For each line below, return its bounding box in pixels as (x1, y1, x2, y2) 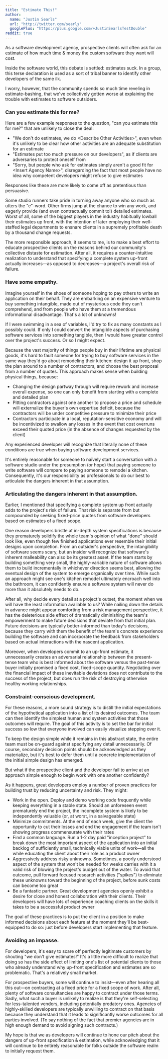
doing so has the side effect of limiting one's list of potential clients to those (5, 959, 161, 965)
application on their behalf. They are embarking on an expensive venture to (5, 295, 160, 301)
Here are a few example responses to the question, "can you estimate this (5, 120, 158, 126)
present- (134, 654, 153, 660)
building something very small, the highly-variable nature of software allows (5, 559, 162, 565)
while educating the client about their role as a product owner (12, 851, 140, 857)
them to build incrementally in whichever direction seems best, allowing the (5, 564, 161, 571)
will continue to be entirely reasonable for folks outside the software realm (5, 1042, 159, 1049)
